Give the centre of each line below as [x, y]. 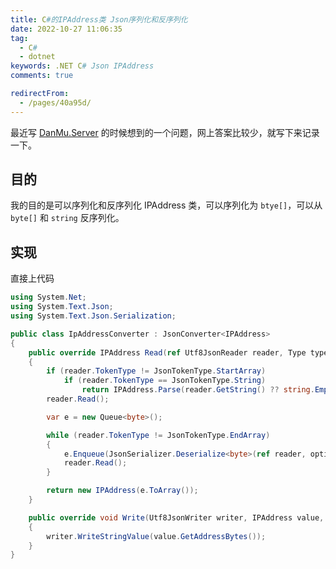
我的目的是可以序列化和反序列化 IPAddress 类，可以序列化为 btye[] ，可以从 [166, 205]
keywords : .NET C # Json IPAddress [82, 66]
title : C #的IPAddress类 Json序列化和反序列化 [99, 19]
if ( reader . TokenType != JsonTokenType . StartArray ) [156, 371]
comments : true [42, 76]
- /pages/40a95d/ [55, 102]
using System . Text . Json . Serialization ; [93, 316]
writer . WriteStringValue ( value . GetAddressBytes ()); [156, 536]
